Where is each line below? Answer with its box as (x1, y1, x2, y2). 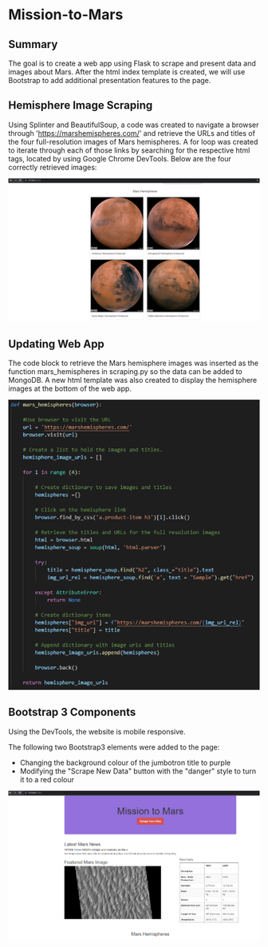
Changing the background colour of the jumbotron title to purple (19, 758, 231, 767)
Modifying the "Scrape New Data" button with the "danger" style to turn (19, 766, 257, 776)
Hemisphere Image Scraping (8, 98, 153, 113)
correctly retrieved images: (8, 162, 97, 172)
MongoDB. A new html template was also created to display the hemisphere (8, 376, 258, 385)
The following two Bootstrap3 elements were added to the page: (8, 742, 220, 752)
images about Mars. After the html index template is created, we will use (8, 67, 246, 77)
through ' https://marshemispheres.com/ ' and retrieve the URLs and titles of (8, 128, 255, 137)
